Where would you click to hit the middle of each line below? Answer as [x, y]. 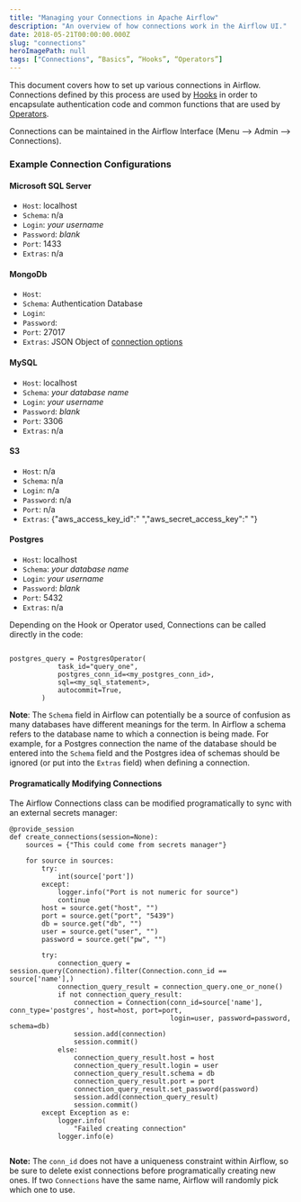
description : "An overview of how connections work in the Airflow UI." [148, 26]
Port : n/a [39, 509]
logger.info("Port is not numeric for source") [148, 892]
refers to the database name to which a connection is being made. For [139, 734]
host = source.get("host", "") [100, 908]
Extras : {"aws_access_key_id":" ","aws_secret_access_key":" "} [140, 519]
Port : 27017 [44, 332]
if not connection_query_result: [120, 995]
